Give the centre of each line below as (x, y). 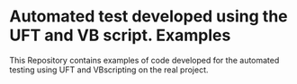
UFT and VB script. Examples (120, 35)
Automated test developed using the (148, 17)
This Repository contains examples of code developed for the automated (144, 60)
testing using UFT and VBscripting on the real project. (109, 70)
